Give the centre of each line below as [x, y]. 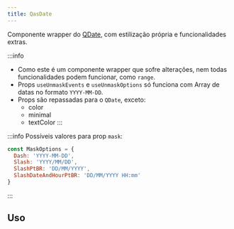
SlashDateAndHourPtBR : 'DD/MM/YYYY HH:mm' [77, 176]
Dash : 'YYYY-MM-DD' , [44, 156]
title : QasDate [30, 14]
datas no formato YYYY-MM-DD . [60, 92]
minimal [40, 114]
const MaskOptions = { [41, 149]
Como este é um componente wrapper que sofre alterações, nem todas [122, 69]
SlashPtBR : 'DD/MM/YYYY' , [52, 169]
